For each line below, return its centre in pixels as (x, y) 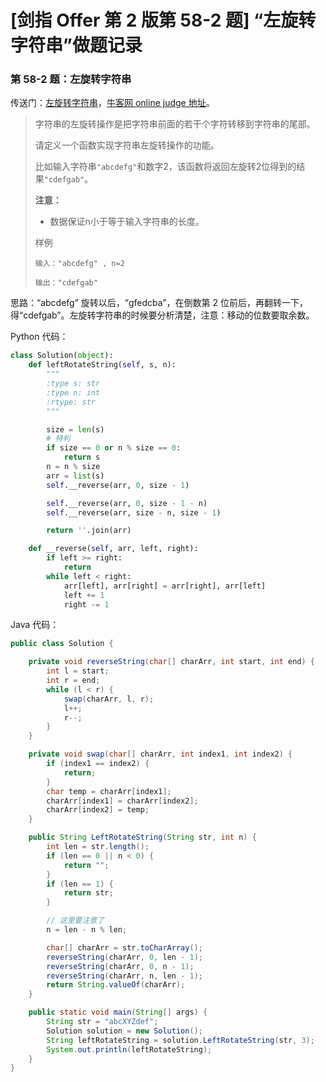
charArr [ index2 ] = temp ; (98, 810)
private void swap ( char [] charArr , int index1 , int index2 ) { (160, 754)
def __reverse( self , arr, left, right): (113, 549)
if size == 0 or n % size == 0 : (114, 448)
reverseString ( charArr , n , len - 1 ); (124, 976)
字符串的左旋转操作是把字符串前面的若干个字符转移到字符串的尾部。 (175, 124)
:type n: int (73, 392)
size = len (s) (75, 429)
